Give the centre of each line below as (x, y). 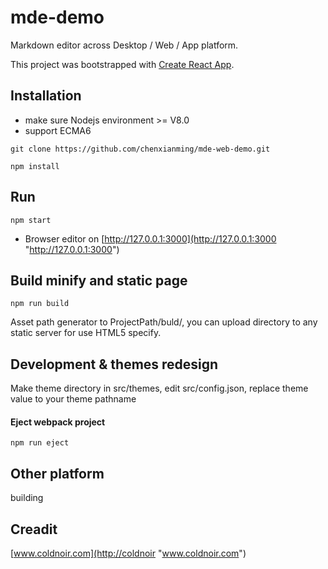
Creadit (34, 529)
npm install (35, 166)
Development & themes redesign (114, 364)
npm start (31, 220)
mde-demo (57, 17)
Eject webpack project (58, 422)
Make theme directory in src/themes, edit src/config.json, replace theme (159, 388)
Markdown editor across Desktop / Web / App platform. (124, 45)
